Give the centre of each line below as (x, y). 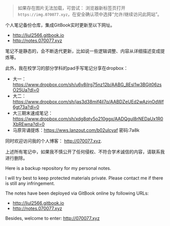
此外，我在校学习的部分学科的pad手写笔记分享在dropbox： (67, 68)
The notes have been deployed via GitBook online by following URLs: (77, 193)
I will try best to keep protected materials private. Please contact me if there (84, 178)
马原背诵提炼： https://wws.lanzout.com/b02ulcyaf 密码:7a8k (76, 130)
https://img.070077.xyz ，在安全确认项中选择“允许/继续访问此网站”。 (90, 14)
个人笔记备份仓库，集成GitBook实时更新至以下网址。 (60, 25)
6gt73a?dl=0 (26, 107)
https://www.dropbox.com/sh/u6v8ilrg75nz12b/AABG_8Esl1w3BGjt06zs (87, 85)
